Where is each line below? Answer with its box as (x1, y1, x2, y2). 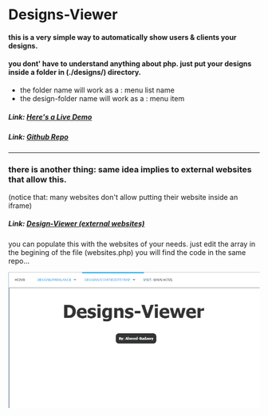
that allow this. (8, 174, 67, 185)
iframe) (8, 201, 33, 210)
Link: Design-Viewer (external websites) (8, 219, 145, 229)
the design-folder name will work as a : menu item (19, 93, 185, 103)
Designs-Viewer (8, 6, 118, 24)
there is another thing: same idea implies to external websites (8, 164, 252, 175)
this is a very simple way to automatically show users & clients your (8, 32, 237, 41)
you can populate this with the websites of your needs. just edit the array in (8, 239, 256, 249)
